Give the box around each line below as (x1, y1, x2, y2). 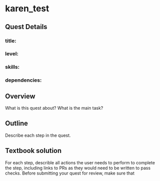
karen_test (5, 3, 50, 14)
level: (5, 50, 19, 57)
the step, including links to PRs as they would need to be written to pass (5, 165, 151, 171)
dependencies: (5, 77, 42, 84)
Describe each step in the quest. (5, 132, 71, 138)
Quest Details (5, 23, 48, 31)
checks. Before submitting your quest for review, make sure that (5, 170, 135, 176)
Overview (5, 92, 36, 100)
